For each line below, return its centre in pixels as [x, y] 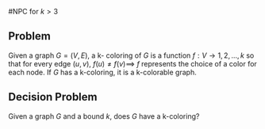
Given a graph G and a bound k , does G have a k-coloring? [104, 116]
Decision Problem [53, 97]
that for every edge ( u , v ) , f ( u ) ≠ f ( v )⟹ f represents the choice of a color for [133, 63]
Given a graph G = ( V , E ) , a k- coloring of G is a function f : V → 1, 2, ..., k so [131, 55]
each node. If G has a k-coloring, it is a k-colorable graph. [102, 72]
